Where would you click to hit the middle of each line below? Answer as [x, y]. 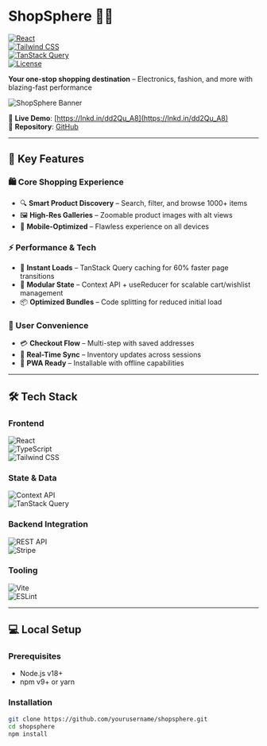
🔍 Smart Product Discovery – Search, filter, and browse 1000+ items [133, 203]
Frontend [26, 423]
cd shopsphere [32, 726]
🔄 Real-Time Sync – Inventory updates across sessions [110, 355]
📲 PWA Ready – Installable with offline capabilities [102, 363]
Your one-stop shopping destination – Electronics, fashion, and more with [130, 79]
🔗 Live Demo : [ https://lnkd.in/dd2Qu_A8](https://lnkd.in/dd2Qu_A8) [118, 118]
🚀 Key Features [46, 159]
